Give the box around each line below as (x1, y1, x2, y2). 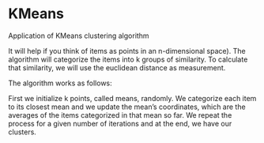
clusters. (8, 127, 37, 137)
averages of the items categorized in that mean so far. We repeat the (8, 110, 232, 119)
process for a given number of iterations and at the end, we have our (8, 119, 232, 128)
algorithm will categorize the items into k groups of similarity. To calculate (8, 55, 248, 64)
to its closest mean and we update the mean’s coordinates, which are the (8, 102, 247, 111)
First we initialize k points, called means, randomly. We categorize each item (8, 93, 257, 103)
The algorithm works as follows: (8, 78, 112, 88)
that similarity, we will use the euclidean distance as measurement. (8, 62, 226, 72)
